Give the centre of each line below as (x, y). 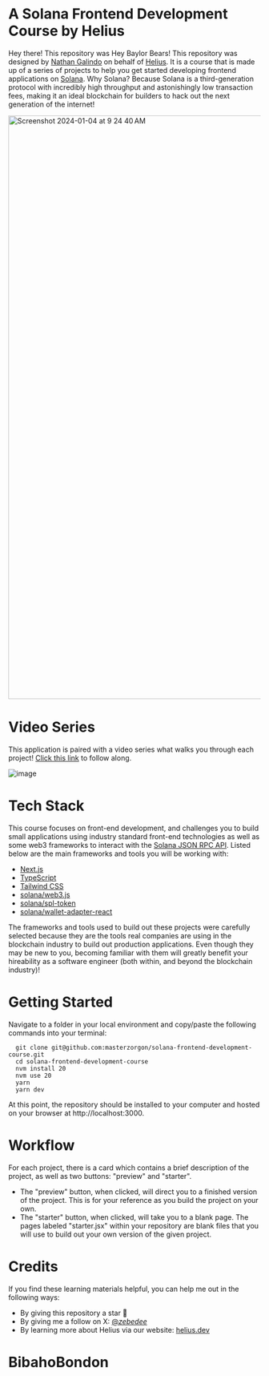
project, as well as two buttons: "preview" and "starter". (100, 1176)
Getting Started (61, 1002)
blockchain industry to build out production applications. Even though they (131, 944)
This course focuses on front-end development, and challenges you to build (134, 828)
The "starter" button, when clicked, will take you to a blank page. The (134, 1217)
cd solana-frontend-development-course (82, 1061)
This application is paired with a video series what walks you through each (131, 749)
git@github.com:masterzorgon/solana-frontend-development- (151, 1047)
